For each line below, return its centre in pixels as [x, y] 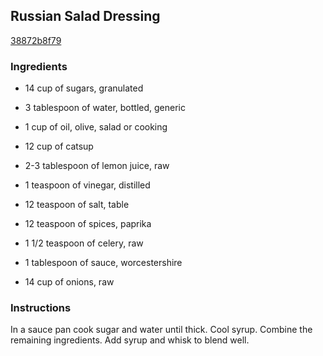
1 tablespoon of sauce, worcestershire [103, 263]
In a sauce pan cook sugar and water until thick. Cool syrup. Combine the [161, 330]
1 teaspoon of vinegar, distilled [87, 185]
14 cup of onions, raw [69, 282]
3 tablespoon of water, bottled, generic [105, 108]
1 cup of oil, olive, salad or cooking [96, 127]
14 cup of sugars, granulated [84, 88]
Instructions [41, 308]
